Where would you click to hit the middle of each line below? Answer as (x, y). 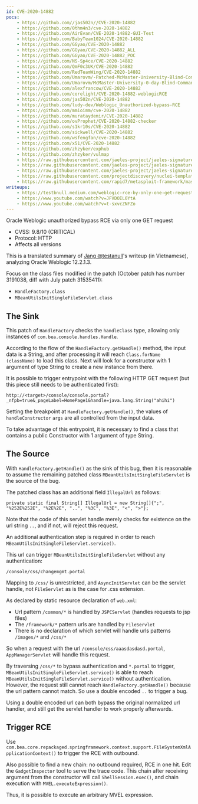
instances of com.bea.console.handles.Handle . (62, 336)
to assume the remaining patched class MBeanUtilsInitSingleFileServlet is (98, 474)
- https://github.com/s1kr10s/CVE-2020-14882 (74, 127)
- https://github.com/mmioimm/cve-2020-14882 (74, 110)
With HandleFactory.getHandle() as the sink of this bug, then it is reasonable (99, 468)
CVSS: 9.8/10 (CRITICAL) (45, 232)
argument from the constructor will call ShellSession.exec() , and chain (92, 777)
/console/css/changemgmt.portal (46, 571)
